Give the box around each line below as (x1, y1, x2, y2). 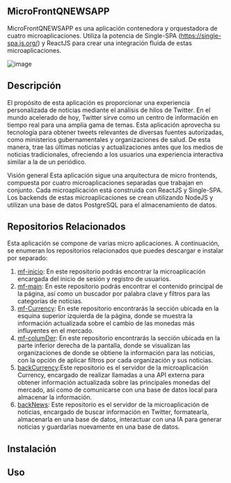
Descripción (7, 80, 61, 92)
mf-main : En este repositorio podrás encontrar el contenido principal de (17, 282, 223, 291)
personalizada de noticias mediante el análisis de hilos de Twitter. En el (7, 106, 211, 114)
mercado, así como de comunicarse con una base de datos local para (17, 386, 218, 394)
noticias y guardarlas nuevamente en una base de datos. (17, 422, 180, 431)
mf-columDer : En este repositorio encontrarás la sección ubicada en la (17, 334, 221, 342)
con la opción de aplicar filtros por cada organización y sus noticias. (17, 356, 214, 365)
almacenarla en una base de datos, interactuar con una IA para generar (17, 415, 223, 424)
